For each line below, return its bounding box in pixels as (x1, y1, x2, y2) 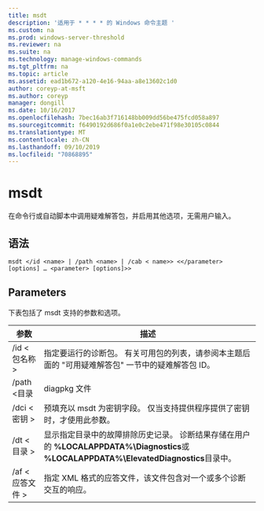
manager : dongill (8, 99, 65, 107)
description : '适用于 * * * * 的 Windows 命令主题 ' (8, 19, 175, 27)
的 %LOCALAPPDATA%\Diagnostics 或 (43, 441, 190, 452)
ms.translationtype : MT (8, 128, 86, 136)
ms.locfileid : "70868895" (8, 150, 93, 158)
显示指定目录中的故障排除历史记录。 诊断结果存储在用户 (43, 429, 251, 440)
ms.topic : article (8, 70, 68, 78)
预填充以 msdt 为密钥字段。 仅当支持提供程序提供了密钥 (43, 403, 250, 414)
